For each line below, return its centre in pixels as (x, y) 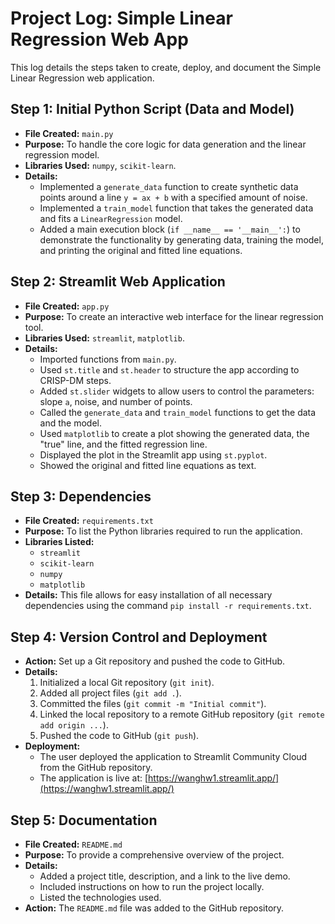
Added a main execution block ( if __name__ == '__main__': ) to (170, 229)
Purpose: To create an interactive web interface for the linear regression (174, 316)
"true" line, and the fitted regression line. (123, 444)
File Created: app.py (67, 306)
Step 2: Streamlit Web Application (118, 282)
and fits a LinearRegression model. (111, 218)
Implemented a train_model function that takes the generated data (176, 208)
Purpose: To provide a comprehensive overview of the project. (154, 855)
